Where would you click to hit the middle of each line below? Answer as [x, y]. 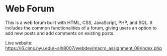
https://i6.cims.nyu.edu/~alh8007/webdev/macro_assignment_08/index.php [83, 48]
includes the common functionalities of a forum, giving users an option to [81, 27]
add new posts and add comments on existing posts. [60, 33]
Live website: [19, 42]
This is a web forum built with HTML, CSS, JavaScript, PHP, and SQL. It [79, 22]
